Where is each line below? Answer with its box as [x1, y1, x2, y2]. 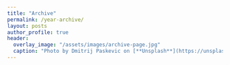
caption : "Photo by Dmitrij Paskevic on [13, 48, 130, 55]
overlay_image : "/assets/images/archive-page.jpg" [13, 41, 161, 48]
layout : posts [7, 22, 48, 29]
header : [7, 35, 29, 42]
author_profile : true [7, 28, 69, 36]
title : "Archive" [7, 9, 57, 17]
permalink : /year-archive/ [7, 16, 84, 23]
